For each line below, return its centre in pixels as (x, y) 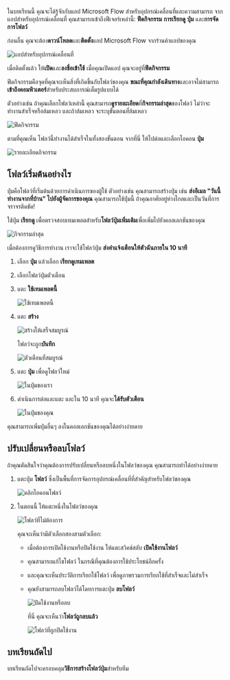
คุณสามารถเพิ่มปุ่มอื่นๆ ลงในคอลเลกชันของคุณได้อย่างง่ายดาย (75, 426)
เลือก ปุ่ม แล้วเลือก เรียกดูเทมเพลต (56, 261)
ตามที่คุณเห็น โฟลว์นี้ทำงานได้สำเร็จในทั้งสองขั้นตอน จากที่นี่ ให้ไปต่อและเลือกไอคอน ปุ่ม (106, 139)
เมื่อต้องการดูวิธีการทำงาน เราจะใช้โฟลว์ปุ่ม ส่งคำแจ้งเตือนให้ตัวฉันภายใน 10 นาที (97, 248)
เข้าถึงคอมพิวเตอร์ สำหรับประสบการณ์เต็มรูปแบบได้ (63, 89)
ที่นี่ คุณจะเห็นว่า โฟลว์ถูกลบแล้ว (62, 616)
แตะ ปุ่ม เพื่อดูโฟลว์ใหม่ (43, 371)
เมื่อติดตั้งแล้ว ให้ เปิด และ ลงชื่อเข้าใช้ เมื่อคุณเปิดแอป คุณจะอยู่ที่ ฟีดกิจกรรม (89, 68)
